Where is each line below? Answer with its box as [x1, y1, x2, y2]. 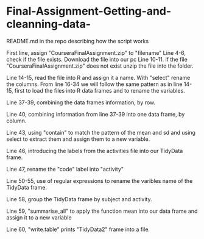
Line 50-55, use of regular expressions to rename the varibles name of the [6, 177, 193, 184]
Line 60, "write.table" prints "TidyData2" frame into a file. [6, 226, 150, 233]
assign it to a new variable [6, 213, 72, 221]
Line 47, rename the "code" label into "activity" [6, 165, 124, 173]
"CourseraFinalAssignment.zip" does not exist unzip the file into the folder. [6, 62, 194, 70]
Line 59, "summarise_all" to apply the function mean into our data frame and [6, 207, 198, 215]
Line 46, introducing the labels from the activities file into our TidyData [6, 147, 183, 154]
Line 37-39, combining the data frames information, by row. [6, 99, 156, 106]
